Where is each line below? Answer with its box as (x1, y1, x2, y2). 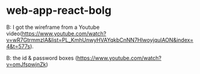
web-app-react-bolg (6, 4, 111, 17)
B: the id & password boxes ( (6, 54, 78, 61)
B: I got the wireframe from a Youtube (6, 23, 100, 31)
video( (6, 29, 22, 37)
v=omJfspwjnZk (6, 61, 46, 68)
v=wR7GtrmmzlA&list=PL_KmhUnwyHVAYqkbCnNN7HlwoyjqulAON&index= (6, 36, 194, 43)
